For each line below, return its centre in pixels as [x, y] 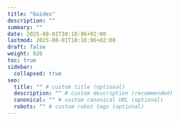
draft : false [27, 47]
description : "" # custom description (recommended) [93, 93]
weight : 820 [25, 54]
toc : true [22, 60]
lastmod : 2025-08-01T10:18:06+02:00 [61, 41]
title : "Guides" [31, 14]
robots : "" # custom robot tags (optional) [79, 107]
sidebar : [20, 67]
